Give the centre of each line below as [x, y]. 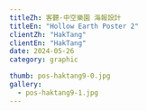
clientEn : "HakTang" [48, 43]
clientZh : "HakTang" [48, 34]
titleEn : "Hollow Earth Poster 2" [74, 26]
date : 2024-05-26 [42, 51]
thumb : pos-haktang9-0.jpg [60, 76]
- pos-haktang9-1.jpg [58, 92]
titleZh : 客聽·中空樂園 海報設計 [65, 18]
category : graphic [44, 60]
